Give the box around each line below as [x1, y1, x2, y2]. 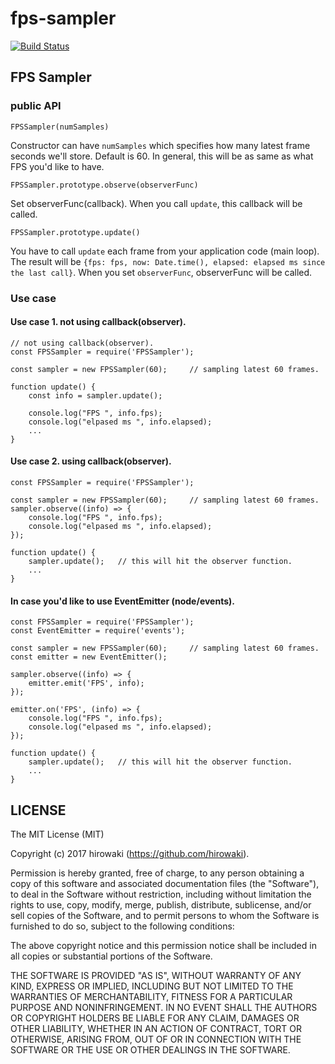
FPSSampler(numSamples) [10, 122, 110, 132]
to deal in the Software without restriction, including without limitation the [10, 888, 312, 900]
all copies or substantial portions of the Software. [10, 950, 213, 962]
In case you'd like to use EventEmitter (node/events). [10, 595, 235, 607]
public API [10, 99, 62, 113]
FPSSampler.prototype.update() [10, 227, 141, 237]
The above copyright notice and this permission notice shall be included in [10, 939, 317, 951]
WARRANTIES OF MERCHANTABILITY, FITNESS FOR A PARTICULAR [10, 990, 293, 1002]
